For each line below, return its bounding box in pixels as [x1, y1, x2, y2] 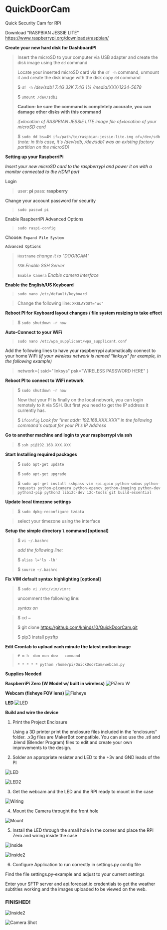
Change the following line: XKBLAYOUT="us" [17, 300, 104, 306]
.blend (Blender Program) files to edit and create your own [12, 739, 132, 745]
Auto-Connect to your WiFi [5, 329, 62, 335]
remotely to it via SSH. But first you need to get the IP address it [17, 402, 149, 408]
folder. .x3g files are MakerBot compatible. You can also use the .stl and [12, 734, 161, 740]
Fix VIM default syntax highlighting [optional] [5, 576, 101, 582]
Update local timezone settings [5, 499, 71, 505]
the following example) [5, 358, 52, 364]
